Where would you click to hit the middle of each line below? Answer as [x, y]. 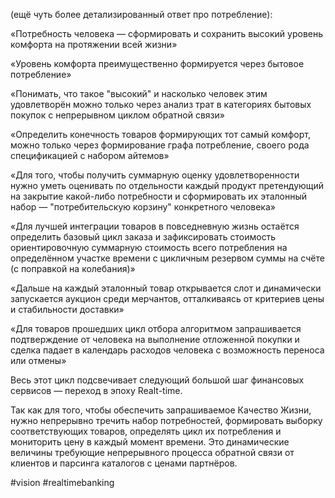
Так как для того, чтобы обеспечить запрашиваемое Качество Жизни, [161, 410]
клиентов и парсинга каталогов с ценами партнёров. [124, 463]
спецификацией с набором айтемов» [90, 155]
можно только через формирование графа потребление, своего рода [160, 145]
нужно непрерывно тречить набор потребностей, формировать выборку [166, 420]
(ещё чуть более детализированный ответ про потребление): [141, 14]
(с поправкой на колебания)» [73, 268]
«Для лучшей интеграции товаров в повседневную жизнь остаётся [155, 226]
